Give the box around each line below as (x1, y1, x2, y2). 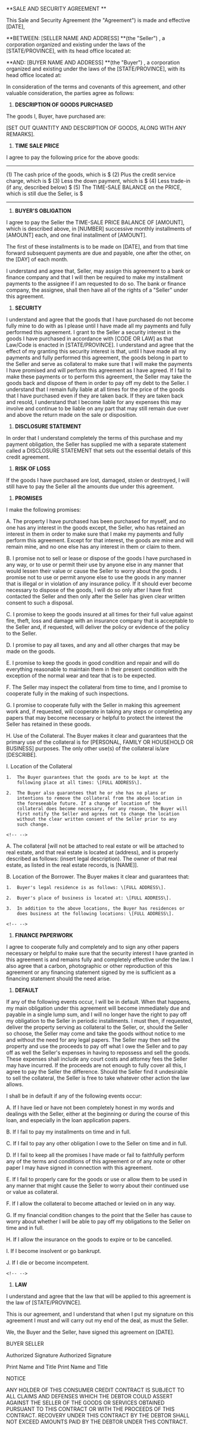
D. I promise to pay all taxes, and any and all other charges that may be (6, 641, 180, 648)
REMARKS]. (6, 131, 35, 137)
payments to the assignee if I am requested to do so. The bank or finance (6, 280, 186, 287)
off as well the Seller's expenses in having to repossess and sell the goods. (6, 1049, 190, 1056)
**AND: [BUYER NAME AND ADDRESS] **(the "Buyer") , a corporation (6, 59, 180, 66)
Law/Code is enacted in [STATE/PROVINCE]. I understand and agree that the (6, 341, 194, 349)
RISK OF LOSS (14, 465, 51, 472)
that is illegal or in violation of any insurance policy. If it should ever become (6, 580, 192, 587)
